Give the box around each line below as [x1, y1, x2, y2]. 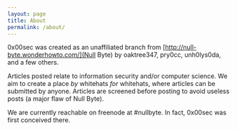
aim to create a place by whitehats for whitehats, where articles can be [7, 80, 216, 88]
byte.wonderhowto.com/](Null [7, 50, 96, 59]
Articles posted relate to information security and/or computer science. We [7, 72, 228, 80]
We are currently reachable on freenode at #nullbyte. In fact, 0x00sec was [7, 108, 227, 117]
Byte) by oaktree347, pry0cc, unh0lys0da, [97, 50, 221, 59]
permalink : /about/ [7, 23, 66, 31]
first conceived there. [7, 116, 71, 124]
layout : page [7, 10, 46, 18]
